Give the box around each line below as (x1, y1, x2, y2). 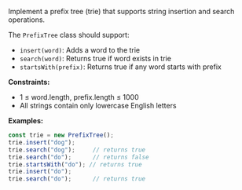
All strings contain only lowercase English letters (19, 101, 177, 110)
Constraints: (8, 78, 50, 86)
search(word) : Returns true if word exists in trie (19, 54, 171, 63)
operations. (8, 15, 46, 24)
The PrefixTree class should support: (8, 31, 130, 39)
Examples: (8, 116, 43, 125)
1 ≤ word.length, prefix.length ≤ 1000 (19, 93, 139, 101)
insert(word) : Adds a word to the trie (19, 46, 141, 54)
